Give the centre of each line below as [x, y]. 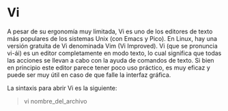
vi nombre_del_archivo [55, 101]
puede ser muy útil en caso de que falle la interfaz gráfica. [89, 75]
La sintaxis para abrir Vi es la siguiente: [62, 88]
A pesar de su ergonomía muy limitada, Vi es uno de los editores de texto [110, 31]
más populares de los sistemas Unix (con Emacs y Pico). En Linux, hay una [112, 38]
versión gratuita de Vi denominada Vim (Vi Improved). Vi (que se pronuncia [113, 46]
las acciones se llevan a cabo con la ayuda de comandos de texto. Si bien [111, 60]
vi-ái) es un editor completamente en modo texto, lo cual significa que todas [114, 53]
